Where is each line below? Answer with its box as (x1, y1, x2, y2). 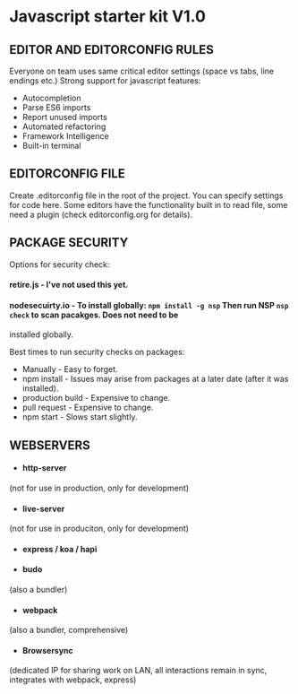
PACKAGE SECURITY (9, 235, 129, 250)
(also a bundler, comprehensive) (9, 625, 129, 636)
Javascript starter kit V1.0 (9, 6, 206, 27)
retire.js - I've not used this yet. (9, 280, 129, 291)
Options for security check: (9, 258, 110, 270)
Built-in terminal (21, 141, 81, 151)
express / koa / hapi (21, 543, 98, 554)
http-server (21, 463, 67, 473)
